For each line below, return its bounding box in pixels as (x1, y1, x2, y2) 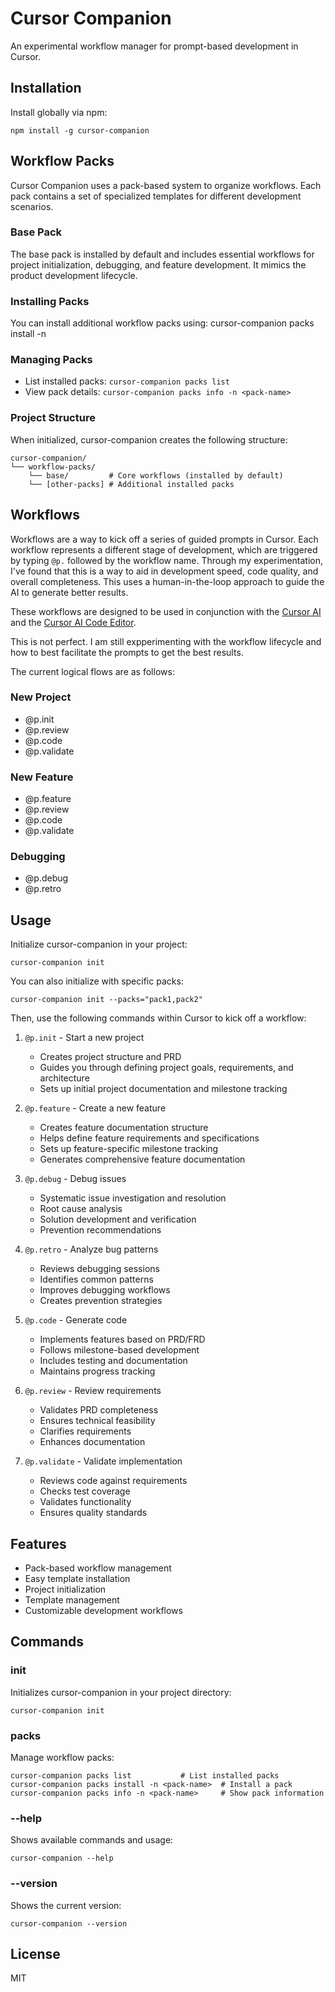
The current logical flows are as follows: (10, 665, 175, 677)
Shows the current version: (10, 1899, 122, 1911)
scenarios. (10, 200, 54, 212)
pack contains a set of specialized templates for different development (10, 190, 302, 202)
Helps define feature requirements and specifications (39, 1132, 260, 1144)
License (10, 1946, 61, 1963)
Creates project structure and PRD (39, 1051, 182, 1063)
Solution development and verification (39, 1213, 197, 1226)
